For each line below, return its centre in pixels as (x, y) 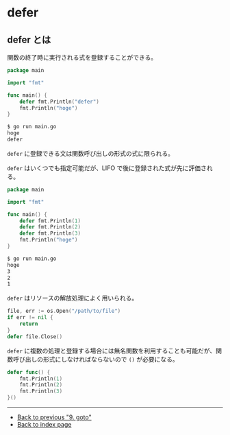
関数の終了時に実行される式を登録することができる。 (82, 57)
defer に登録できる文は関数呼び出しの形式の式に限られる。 (91, 153)
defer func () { (29, 372)
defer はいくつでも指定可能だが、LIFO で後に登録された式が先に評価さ (107, 168)
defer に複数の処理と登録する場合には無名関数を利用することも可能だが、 (112, 351)
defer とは (29, 39)
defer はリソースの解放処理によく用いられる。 (73, 298)
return (29, 324)
